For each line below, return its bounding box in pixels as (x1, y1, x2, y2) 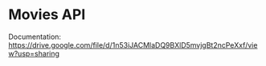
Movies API (8, 6, 86, 24)
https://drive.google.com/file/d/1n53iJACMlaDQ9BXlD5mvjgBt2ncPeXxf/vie (8, 40, 258, 49)
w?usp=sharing (8, 49, 60, 58)
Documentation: (8, 32, 62, 41)
